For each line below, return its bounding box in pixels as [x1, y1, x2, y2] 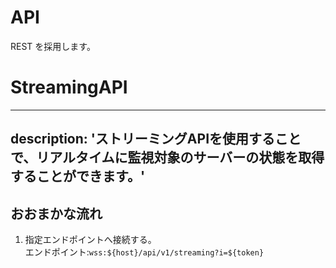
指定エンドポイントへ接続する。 [24, 234, 157, 246]
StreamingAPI [10, 76, 128, 99]
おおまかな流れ [10, 205, 103, 222]
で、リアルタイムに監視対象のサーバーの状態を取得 [10, 149, 325, 166]
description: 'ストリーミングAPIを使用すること [10, 131, 302, 148]
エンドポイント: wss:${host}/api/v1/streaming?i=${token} [24, 246, 265, 258]
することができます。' [10, 168, 146, 185]
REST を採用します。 [10, 40, 96, 52]
